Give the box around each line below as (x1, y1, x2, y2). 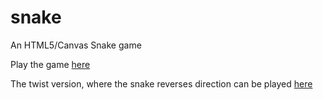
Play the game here (10, 58, 91, 70)
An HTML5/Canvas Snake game (10, 39, 142, 51)
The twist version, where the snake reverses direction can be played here (10, 77, 313, 90)
